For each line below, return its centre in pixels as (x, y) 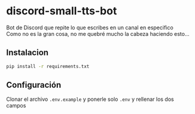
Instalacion (28, 53)
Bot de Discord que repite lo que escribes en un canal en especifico (90, 27)
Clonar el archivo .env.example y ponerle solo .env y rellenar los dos (90, 99)
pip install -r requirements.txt (48, 66)
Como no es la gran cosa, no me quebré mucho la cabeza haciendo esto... (98, 33)
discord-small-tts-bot (62, 11)
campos (16, 106)
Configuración (34, 85)
